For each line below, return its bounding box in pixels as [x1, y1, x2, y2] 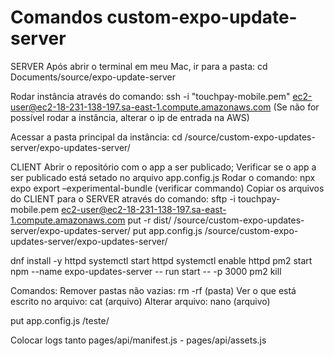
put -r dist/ [127, 214, 172, 226]
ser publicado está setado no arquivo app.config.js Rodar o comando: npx [10, 171, 316, 183]
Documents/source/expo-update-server [10, 71, 176, 83]
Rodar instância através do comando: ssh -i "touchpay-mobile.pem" [10, 90, 291, 102]
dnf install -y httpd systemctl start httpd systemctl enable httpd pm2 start [10, 254, 313, 266]
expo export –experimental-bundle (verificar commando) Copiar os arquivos [10, 182, 325, 194]
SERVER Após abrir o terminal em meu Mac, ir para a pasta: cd [10, 60, 268, 72]
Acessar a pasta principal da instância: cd [10, 131, 183, 143]
